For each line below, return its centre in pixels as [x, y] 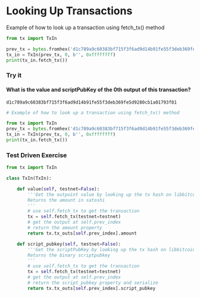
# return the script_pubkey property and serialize [93, 283]
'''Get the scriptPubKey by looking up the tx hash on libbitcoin [112, 249]
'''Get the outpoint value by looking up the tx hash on [99, 195]
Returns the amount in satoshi [66, 200]
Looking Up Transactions [69, 11]
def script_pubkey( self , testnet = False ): [69, 244]
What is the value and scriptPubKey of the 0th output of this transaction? [99, 89]
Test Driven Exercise [37, 155]
